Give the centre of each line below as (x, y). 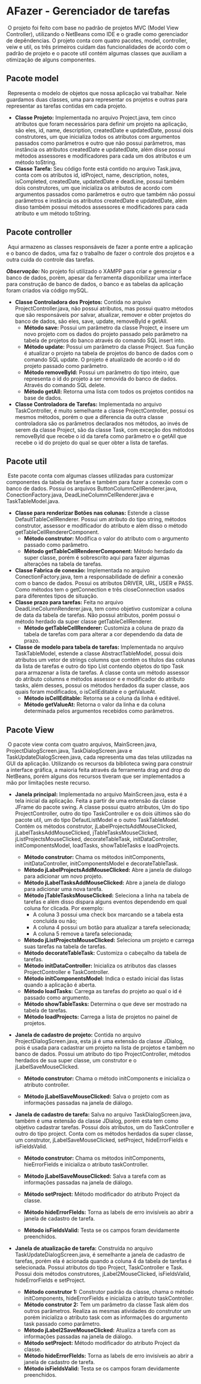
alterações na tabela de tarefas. (63, 564)
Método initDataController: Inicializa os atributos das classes (100, 966)
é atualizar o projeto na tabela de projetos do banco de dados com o (108, 353)
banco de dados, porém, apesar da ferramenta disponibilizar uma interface (99, 277)
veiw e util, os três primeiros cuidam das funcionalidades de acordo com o (98, 47)
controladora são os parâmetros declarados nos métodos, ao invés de (101, 423)
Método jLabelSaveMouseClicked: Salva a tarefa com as (95, 1176)
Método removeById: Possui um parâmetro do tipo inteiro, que (102, 372)
